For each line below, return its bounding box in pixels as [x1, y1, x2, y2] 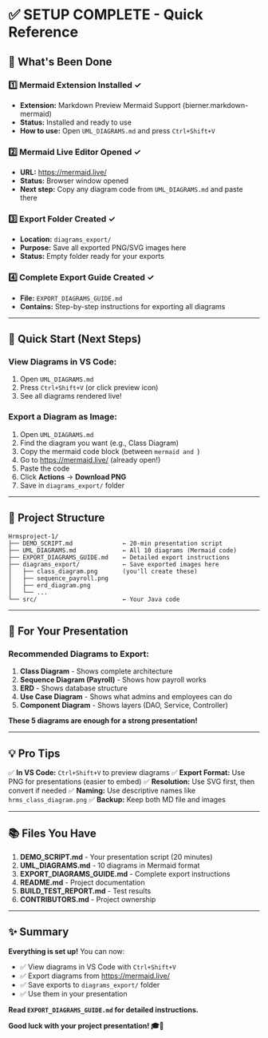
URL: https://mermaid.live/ [19, 168, 107, 177]
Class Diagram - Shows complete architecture [19, 666, 173, 676]
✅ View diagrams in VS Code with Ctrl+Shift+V [19, 961, 177, 972]
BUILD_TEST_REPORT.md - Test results [19, 885, 152, 896]
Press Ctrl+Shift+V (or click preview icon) [19, 383, 159, 392]
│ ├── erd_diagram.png [8, 581, 91, 589]
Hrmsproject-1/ [8, 532, 59, 540]
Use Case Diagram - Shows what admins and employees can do [19, 692, 233, 702]
